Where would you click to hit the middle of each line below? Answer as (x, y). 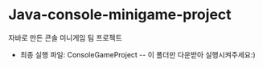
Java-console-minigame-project (120, 15)
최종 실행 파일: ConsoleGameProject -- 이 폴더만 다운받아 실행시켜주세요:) (138, 54)
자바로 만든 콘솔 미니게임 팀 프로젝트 (65, 37)
